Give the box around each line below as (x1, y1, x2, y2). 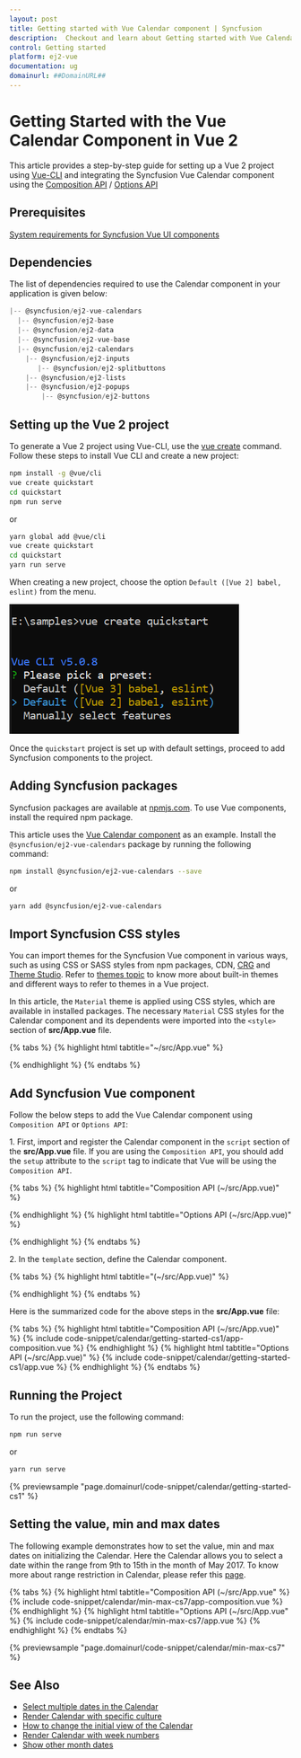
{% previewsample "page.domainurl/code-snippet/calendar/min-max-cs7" (9, 1642, 285, 1653)
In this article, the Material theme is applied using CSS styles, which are (9, 996, 276, 1007)
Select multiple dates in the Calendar (21, 1701, 159, 1712)
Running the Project (9, 1388, 123, 1403)
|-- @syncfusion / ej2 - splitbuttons (37, 364, 167, 373)
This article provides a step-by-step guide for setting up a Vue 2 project (9, 160, 275, 171)
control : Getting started (9, 43, 106, 52)
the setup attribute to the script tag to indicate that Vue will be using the (9, 1155, 277, 1167)
